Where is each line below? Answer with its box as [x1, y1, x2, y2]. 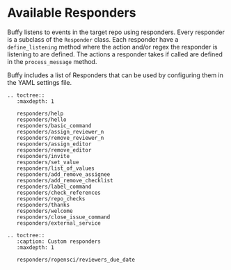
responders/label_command [16, 183, 92, 190]
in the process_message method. [7, 57, 97, 65]
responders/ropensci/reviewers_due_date [16, 256, 136, 263]
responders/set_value [16, 159, 79, 166]
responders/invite [16, 152, 70, 159]
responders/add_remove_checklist [16, 177, 113, 184]
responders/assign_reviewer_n [16, 128, 104, 135]
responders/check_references [16, 189, 101, 196]
